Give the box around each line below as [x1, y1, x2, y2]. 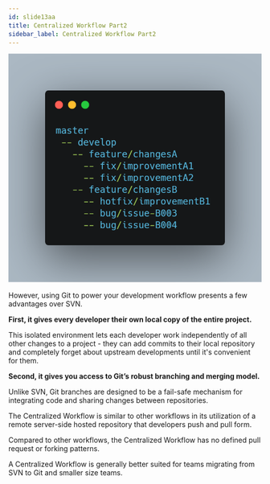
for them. [8, 356, 39, 366]
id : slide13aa [8, 13, 56, 21]
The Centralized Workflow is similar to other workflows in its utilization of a [8, 411, 256, 421]
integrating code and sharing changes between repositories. [8, 396, 209, 405]
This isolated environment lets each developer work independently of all [8, 330, 247, 340]
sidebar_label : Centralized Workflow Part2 [8, 30, 157, 38]
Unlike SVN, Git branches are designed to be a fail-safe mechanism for [8, 387, 243, 397]
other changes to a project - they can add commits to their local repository [8, 338, 256, 349]
